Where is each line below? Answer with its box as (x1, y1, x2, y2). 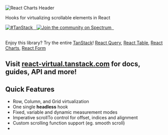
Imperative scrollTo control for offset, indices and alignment (12, 115, 138, 121)
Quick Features (5, 85, 55, 93)
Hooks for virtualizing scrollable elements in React (5, 15, 110, 20)
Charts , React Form (5, 45, 46, 51)
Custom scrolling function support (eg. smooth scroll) (12, 120, 125, 126)
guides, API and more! (5, 68, 77, 76)
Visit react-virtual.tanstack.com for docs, (5, 60, 141, 69)
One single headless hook (12, 104, 68, 110)
